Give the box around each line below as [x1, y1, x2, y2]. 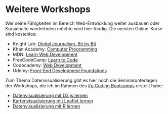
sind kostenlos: [5, 31, 37, 37]
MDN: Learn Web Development [12, 51, 77, 58]
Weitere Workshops [5, 4, 91, 15]
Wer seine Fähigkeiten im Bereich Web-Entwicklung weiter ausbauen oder [5, 20, 160, 26]
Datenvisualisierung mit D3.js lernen [12, 92, 88, 98]
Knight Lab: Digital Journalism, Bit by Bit [12, 40, 96, 46]
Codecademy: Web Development [12, 62, 82, 68]
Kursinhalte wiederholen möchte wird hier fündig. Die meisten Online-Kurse [5, 25, 163, 31]
